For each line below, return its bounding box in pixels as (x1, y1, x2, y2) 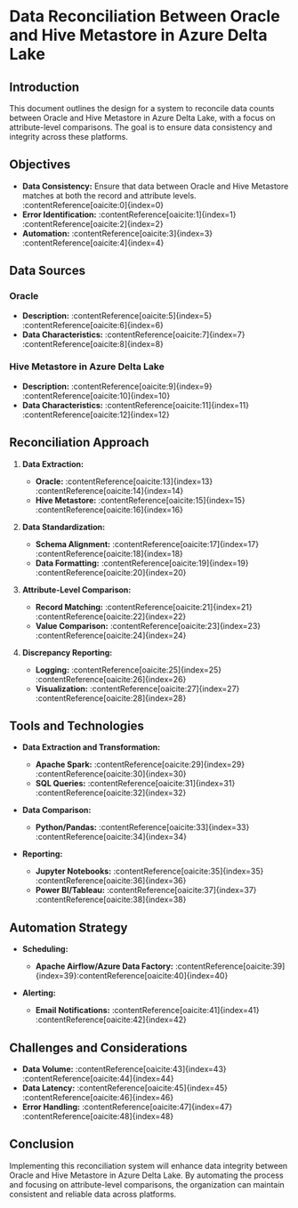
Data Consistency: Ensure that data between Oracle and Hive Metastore (21, 181, 289, 191)
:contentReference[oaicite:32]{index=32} (35, 787, 187, 798)
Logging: (35, 664, 69, 675)
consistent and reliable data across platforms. (9, 1188, 177, 1199)
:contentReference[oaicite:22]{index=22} (35, 611, 187, 622)
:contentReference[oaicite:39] (174, 961, 286, 971)
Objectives (9, 157, 71, 173)
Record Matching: (35, 601, 104, 612)
